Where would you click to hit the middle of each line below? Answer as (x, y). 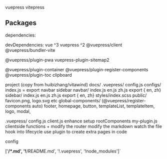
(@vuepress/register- (124, 100)
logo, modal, (18, 111)
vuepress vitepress (25, 7)
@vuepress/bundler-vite (30, 50)
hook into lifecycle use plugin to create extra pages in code (66, 131)
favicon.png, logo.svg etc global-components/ (53, 100)
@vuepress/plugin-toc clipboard (39, 75)
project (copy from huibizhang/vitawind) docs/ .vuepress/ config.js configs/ (83, 84)
